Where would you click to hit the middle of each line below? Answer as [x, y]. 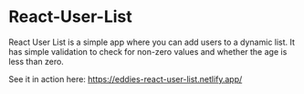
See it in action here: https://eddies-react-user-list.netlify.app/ [126, 78]
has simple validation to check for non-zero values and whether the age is [148, 51]
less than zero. [37, 61]
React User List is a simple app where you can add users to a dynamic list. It [152, 42]
